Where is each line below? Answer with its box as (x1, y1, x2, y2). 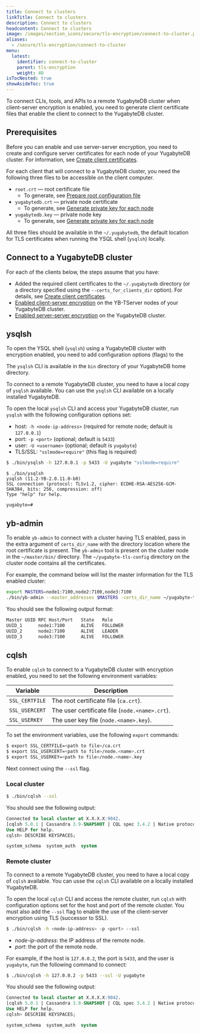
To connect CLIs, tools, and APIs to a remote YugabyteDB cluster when (6, 97, 180, 105)
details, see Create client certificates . (14, 292, 107, 299)
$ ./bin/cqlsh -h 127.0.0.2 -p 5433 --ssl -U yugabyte (6, 972, 145, 978)
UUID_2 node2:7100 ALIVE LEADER (6, 628, 118, 634)
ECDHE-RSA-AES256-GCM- (120, 481, 177, 487)
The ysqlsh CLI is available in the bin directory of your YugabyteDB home (6, 363, 186, 370)
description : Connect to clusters (6, 20, 92, 26)
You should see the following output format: (6, 605, 114, 613)
